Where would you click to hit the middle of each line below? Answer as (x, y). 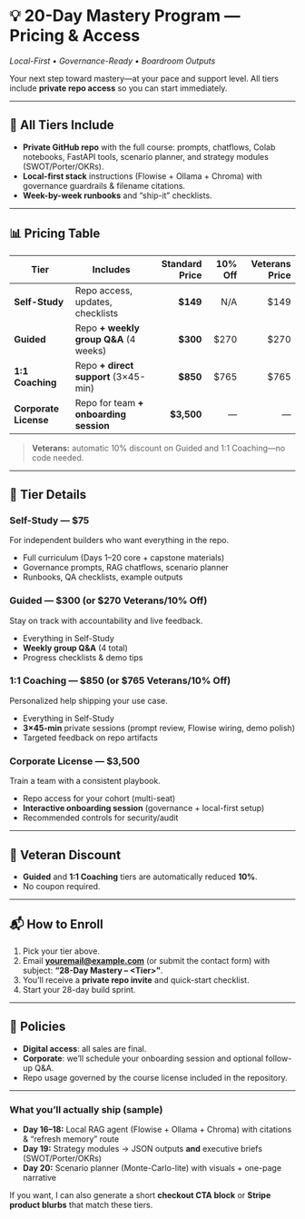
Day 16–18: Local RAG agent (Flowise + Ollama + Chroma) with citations (157, 1129)
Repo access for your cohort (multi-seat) (99, 798)
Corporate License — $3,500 (75, 761)
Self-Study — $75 (49, 520)
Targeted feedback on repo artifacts (90, 738)
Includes (111, 269)
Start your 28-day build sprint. (79, 989)
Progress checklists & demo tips (83, 657)
